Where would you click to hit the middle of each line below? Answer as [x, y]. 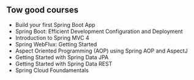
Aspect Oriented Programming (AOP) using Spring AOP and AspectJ [101, 51]
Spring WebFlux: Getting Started [56, 44]
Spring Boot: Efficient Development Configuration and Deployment [99, 31]
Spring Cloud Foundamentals [52, 70]
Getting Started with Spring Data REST [64, 64]
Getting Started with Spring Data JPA [62, 57]
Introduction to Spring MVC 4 [52, 38]
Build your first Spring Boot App [55, 24]
